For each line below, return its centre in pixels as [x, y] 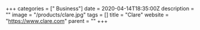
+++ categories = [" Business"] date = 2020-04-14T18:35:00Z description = [100, 9]
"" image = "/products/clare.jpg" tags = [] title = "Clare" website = [87, 15]
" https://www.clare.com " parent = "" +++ [57, 21]
